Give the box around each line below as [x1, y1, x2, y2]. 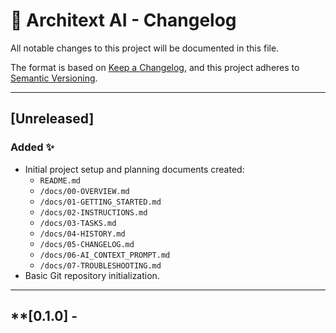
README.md [39, 175, 82, 186]
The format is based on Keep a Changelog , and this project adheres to [10, 61, 300, 73]
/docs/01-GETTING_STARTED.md [39, 197, 162, 207]
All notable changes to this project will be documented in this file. [10, 42, 280, 54]
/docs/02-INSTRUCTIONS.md [39, 207, 148, 218]
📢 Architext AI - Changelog [10, 9, 237, 32]
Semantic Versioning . [10, 72, 98, 84]
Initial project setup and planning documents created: [24, 163, 245, 175]
